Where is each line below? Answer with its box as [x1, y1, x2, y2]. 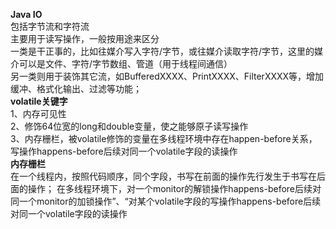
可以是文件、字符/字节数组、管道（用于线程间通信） [18, 58, 233, 69]
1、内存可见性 [10, 108, 67, 119]
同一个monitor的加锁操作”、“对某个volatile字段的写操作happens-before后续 [10, 195, 322, 207]
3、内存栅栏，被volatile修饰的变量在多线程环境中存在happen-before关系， [10, 133, 318, 144]
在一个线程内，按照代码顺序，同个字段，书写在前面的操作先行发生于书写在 [10, 170, 317, 182]
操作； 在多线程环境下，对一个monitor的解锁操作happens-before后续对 [27, 183, 322, 194]
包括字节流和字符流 [10, 20, 90, 32]
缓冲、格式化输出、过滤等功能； [10, 83, 142, 94]
